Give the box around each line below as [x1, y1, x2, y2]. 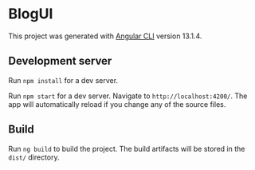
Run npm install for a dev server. [8, 75, 118, 85]
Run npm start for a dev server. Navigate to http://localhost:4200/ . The [8, 91, 248, 101]
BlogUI [8, 5, 53, 23]
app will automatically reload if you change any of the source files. [8, 99, 226, 109]
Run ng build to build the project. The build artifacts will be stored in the [8, 144, 245, 153]
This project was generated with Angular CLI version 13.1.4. [8, 31, 202, 41]
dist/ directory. [8, 152, 60, 162]
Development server [8, 54, 112, 68]
